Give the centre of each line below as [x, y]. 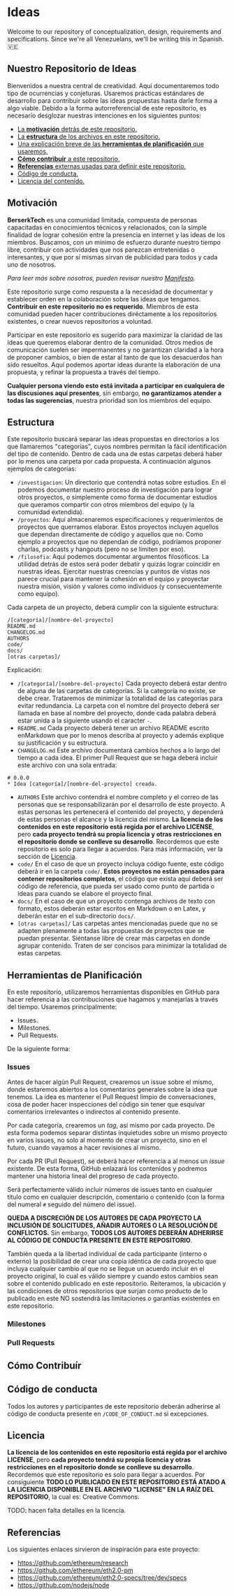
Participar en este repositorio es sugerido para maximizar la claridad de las [115, 335]
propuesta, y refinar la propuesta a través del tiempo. [84, 372]
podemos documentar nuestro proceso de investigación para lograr [115, 490]
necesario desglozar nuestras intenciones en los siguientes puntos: [104, 115]
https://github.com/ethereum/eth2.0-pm [75, 1570]
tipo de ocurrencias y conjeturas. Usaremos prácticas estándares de [106, 93]
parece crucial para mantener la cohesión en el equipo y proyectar [113, 579]
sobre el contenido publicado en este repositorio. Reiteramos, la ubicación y [117, 1283]
